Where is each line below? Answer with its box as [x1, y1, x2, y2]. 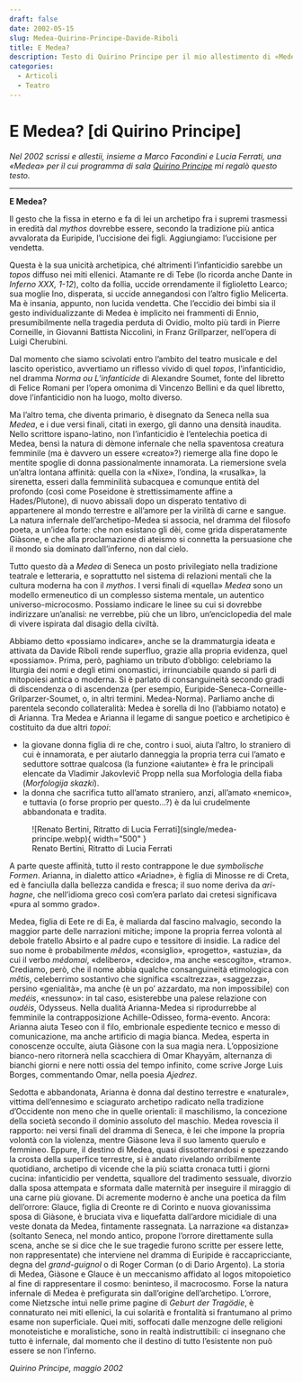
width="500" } [93, 833, 147, 844]
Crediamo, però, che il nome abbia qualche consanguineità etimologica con [9, 964, 289, 975]
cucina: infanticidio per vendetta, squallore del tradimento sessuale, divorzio [9, 1172, 292, 1184]
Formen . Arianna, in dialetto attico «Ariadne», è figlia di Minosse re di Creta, [9, 869, 289, 880]
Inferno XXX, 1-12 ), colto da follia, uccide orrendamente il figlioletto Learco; [9, 278, 288, 289]
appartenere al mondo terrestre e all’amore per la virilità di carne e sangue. [9, 505, 287, 515]
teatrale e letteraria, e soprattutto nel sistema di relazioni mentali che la [9, 570, 272, 581]
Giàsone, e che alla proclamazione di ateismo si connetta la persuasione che [9, 533, 293, 544]
